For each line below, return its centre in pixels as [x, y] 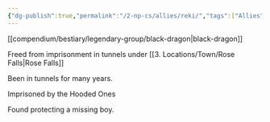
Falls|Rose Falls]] [36, 63]
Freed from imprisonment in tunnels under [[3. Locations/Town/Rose [121, 54]
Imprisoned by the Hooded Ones [62, 94]
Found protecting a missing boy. [61, 109]
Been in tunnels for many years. [60, 78]
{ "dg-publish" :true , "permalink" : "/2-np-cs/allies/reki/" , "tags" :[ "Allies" [136, 16]
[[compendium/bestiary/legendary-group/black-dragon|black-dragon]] [125, 39]
